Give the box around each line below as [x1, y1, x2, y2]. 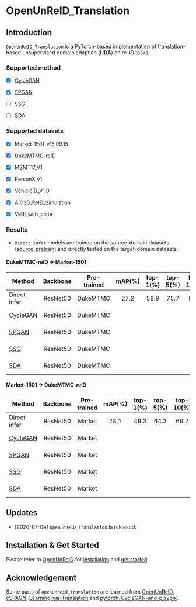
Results [6, 226, 28, 234]
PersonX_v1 [14, 175, 43, 182]
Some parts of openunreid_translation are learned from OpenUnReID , [6, 588, 175, 595]
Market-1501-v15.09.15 [14, 140, 69, 147]
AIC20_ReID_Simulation [14, 199, 71, 206]
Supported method [6, 63, 61, 71]
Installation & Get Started [6, 540, 99, 550]
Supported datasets [6, 127, 64, 135]
